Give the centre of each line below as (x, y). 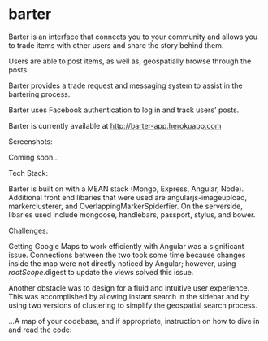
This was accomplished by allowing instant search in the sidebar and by (129, 296)
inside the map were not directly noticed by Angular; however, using (122, 263)
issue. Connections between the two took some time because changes (127, 255)
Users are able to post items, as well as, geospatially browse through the (130, 61)
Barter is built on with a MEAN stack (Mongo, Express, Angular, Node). (126, 189)
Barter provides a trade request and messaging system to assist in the (125, 85)
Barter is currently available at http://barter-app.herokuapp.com (115, 125)
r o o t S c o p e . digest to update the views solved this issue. (101, 272)
